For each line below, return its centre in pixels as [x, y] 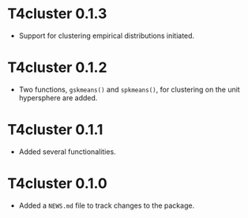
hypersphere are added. [58, 98]
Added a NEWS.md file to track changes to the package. [107, 205]
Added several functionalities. [67, 152]
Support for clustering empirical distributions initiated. [107, 36]
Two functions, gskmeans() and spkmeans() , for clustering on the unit [129, 89]
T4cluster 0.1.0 [57, 183]
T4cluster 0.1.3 [57, 14]
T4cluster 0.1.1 [55, 130]
